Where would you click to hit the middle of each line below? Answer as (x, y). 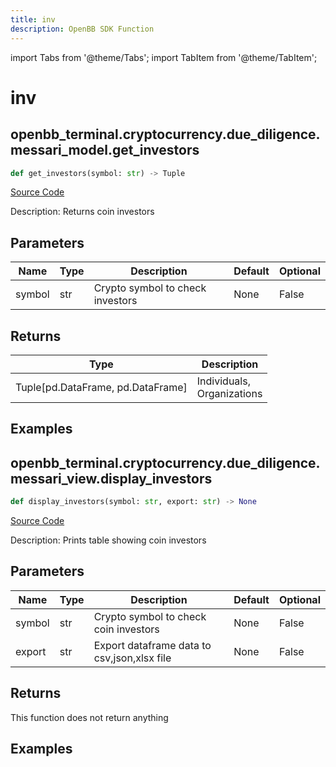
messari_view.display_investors (111, 478)
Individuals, (223, 381)
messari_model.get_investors (105, 150)
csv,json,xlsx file (132, 658)
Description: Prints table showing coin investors (108, 540)
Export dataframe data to (152, 645)
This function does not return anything (89, 717)
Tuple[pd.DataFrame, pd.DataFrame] (101, 387)
